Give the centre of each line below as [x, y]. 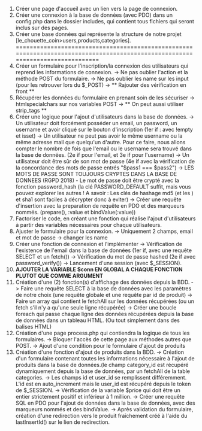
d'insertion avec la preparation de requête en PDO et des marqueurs [100, 206]
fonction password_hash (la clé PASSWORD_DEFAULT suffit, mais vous [103, 187]
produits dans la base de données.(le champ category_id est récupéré [102, 365]
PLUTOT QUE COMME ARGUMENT [59, 276]
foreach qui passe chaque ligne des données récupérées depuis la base [105, 314]
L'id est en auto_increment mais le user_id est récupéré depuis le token [103, 384]
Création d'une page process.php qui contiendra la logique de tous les [102, 333]
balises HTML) [34, 327]
